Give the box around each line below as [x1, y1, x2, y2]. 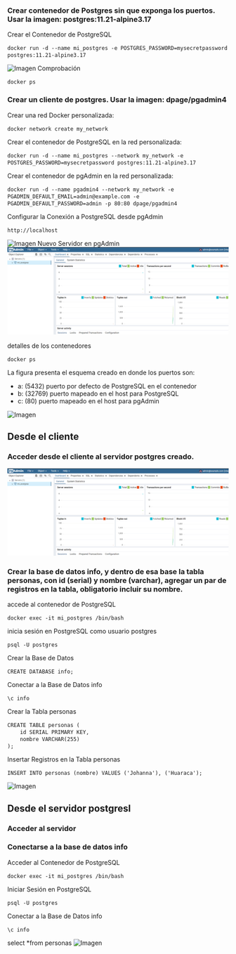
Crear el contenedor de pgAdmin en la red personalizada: [7, 171, 173, 180]
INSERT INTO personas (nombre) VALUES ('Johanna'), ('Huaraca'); [7, 770, 202, 777]
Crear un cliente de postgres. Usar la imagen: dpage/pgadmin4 [7, 95, 227, 105]
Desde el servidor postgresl [7, 802, 131, 814]
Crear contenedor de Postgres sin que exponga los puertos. [7, 6, 216, 15]
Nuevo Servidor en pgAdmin [37, 239, 120, 247]
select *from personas [7, 939, 72, 947]
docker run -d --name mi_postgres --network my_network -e [7, 152, 184, 159]
